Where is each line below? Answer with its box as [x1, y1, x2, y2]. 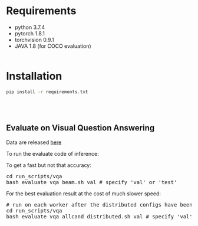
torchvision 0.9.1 [14, 36, 54, 43]
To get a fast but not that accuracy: [6, 161, 91, 169]
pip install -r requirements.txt [6, 89, 88, 95]
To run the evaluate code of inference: [6, 150, 99, 157]
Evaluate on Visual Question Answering [6, 123, 155, 133]
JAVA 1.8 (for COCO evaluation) [14, 42, 91, 50]
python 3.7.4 [14, 24, 45, 31]
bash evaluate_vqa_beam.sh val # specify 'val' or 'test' [6, 179, 177, 185]
